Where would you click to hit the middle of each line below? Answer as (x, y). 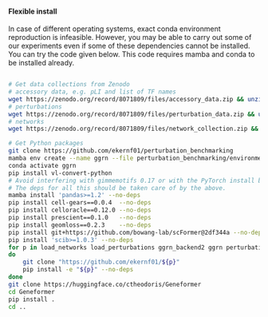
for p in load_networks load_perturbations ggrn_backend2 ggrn (116, 248)
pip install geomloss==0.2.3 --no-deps (80, 225)
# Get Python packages (46, 144)
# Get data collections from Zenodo (69, 85)
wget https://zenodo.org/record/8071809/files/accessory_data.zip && (126, 99)
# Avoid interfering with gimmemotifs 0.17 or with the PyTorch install (132, 180)
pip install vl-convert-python (60, 173)
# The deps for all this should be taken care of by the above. (117, 188)
